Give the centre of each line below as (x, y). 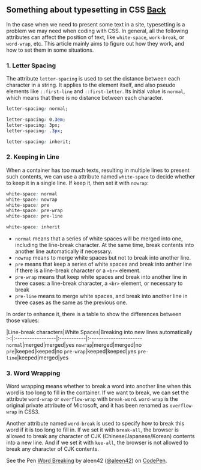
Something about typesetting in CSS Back (86, 10)
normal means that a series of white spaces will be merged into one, (99, 239)
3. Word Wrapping (33, 373)
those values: (23, 320)
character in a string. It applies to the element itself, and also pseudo (91, 85)
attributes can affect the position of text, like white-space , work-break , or (95, 37)
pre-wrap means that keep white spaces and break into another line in (101, 277)
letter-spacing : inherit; (38, 142)
